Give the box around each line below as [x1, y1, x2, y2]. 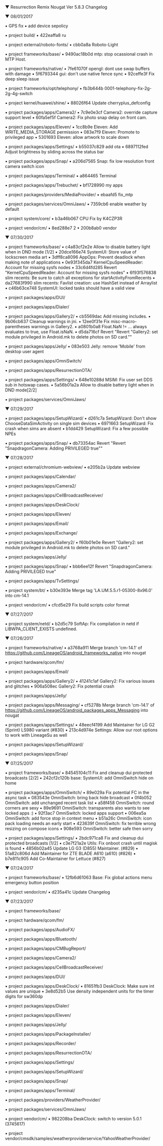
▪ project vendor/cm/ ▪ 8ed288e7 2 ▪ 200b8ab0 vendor [5, 225, 117, 231]
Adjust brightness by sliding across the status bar [5, 149, 104, 154]
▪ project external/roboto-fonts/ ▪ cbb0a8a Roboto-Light [5, 42, 118, 48]
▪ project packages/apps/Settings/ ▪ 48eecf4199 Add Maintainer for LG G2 [5, 722, 155, 727]
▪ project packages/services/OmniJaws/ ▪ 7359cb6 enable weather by [5, 201, 147, 207]
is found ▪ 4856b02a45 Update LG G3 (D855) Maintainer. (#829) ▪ [5, 845, 138, 851]
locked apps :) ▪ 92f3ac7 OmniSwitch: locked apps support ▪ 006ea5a [5, 810, 147, 816]
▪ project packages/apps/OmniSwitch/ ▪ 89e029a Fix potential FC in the [5, 790, 149, 795]
